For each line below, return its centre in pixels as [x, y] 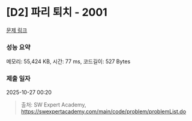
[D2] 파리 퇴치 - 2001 [57, 12]
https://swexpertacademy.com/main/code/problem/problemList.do [103, 111]
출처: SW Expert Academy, [53, 104]
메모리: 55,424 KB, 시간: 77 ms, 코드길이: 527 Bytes [68, 61]
